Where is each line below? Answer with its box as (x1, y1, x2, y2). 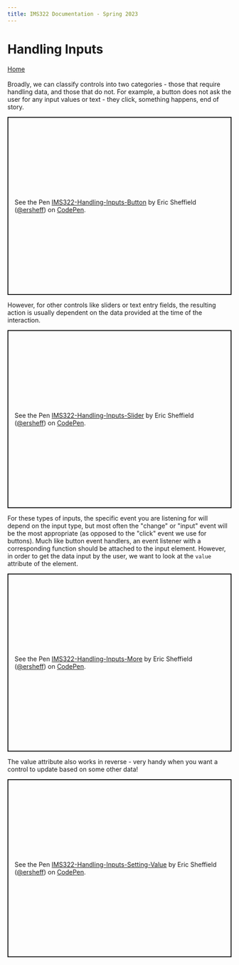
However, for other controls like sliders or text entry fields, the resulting (7, 301, 216, 309)
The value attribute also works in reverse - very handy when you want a (7, 757, 218, 766)
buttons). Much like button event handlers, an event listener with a (7, 536, 201, 545)
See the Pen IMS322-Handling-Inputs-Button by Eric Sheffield (14, 197, 197, 207)
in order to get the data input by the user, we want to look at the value (7, 551, 212, 560)
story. (7, 103, 25, 111)
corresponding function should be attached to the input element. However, (7, 544, 226, 553)
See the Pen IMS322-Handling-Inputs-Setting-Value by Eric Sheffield (14, 860, 217, 869)
